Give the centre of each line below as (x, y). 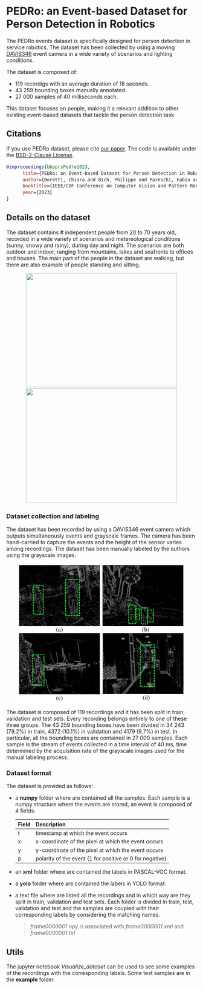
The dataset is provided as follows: (50, 786)
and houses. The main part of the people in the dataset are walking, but (95, 258)
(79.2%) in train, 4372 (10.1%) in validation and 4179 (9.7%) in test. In (92, 732)
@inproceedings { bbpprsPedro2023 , (48, 167)
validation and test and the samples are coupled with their (87, 908)
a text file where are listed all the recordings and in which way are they (103, 896)
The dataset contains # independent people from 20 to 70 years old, (91, 232)
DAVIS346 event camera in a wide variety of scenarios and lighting (90, 53)
